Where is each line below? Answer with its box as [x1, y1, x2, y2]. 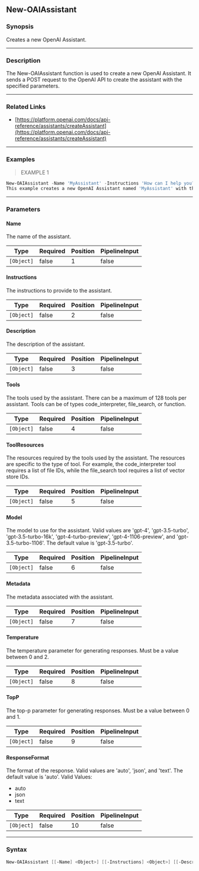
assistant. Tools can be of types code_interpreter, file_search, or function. [6, 401, 187, 408]
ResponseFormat [6, 754, 49, 761]
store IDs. [6, 473, 30, 480]
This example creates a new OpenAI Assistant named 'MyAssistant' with [6, 186, 187, 192]
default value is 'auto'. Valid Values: [6, 773, 93, 780]
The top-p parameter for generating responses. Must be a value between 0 [6, 707, 190, 714]
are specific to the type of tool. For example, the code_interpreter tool [6, 461, 176, 468]
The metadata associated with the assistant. [6, 593, 114, 600]
